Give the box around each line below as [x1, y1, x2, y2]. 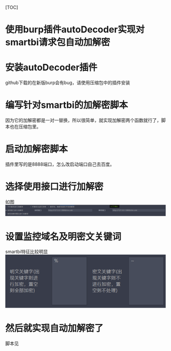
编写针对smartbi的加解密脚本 [5, 99, 128, 111]
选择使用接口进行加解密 [5, 181, 104, 193]
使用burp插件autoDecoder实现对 [5, 24, 145, 35]
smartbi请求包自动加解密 [5, 37, 110, 48]
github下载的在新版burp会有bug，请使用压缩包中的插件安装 [5, 80, 131, 86]
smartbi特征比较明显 [5, 248, 48, 255]
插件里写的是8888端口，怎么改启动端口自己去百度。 [5, 161, 115, 167]
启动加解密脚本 [5, 143, 68, 155]
